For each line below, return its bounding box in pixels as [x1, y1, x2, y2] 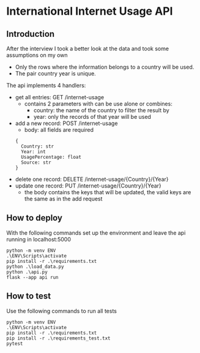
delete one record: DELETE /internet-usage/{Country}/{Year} [15, 176, 169, 183]
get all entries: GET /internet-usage [15, 94, 105, 101]
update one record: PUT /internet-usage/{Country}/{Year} [15, 182, 162, 189]
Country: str [21, 143, 54, 150]
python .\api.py [6, 268, 48, 275]
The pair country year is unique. [15, 70, 96, 77]
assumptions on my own [6, 51, 69, 59]
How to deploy [6, 213, 63, 223]
